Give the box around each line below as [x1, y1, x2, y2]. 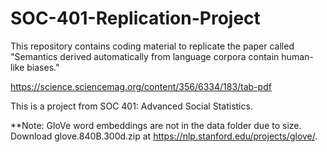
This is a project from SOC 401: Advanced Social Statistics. [10, 100, 253, 112]
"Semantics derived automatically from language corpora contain [10, 50, 280, 62]
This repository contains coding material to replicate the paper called [10, 40, 295, 52]
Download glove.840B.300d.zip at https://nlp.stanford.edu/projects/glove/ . [10, 130, 318, 142]
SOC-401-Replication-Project [10, 7, 261, 30]
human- [281, 50, 314, 62]
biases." [26, 61, 60, 73]
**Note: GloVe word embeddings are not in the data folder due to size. [10, 119, 302, 131]
